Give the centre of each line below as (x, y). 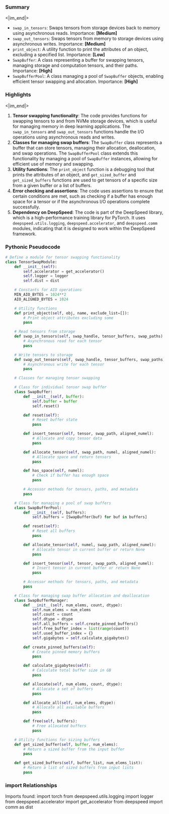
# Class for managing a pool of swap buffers (63, 503)
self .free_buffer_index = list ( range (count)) (80, 629)
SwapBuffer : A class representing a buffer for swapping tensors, (78, 60)
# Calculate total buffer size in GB (72, 670)
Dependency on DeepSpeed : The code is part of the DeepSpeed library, (88, 212)
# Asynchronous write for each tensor (64, 364)
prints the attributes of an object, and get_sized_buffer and (74, 174)
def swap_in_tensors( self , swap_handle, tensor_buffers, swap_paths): (90, 336)
